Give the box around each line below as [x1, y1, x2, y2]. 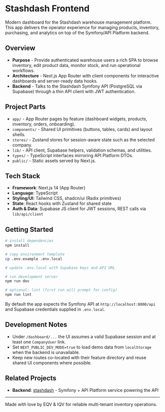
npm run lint [5, 292, 32, 297]
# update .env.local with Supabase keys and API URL [5, 265, 115, 270]
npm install [5, 243, 29, 248]
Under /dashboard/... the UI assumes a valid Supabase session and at [12, 333, 156, 340]
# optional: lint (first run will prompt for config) [5, 287, 118, 293]
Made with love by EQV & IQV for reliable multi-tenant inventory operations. [5, 401, 158, 407]
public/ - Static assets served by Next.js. [12, 158, 96, 163]
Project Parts [5, 103, 46, 111]
